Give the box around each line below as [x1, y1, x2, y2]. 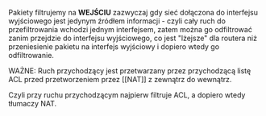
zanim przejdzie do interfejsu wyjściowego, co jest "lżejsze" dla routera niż [8, 33, 258, 43]
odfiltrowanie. [8, 51, 55, 60]
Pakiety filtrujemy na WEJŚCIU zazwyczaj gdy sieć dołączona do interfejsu [8, 8, 258, 17]
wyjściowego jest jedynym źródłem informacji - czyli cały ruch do [8, 16, 226, 26]
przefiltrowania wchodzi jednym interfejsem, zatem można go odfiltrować [8, 25, 252, 34]
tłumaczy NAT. [8, 99, 57, 108]
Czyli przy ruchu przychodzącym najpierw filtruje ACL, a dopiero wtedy [8, 90, 246, 100]
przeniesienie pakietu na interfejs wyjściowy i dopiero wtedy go [8, 42, 220, 52]
